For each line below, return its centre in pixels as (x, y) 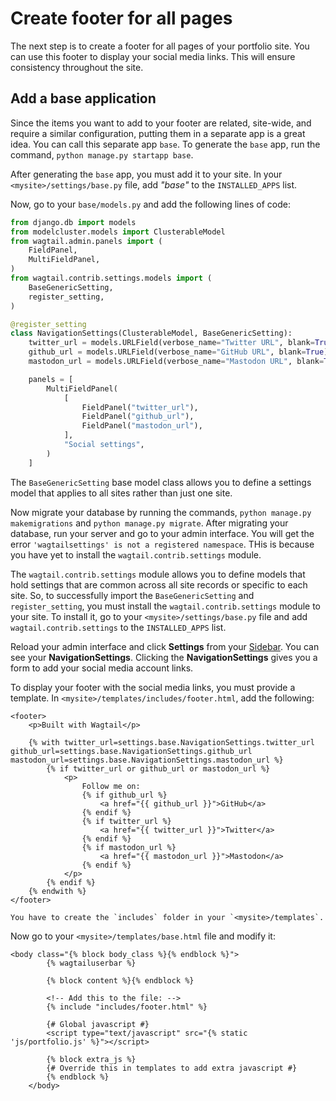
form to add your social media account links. (102, 668)
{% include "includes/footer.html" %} (127, 1007)
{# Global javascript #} (98, 1024)
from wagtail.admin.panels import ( (86, 241)
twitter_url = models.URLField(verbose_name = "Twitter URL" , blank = (171, 343)
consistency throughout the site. (77, 67)
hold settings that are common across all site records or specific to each (159, 584)
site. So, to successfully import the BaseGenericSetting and (132, 595)
